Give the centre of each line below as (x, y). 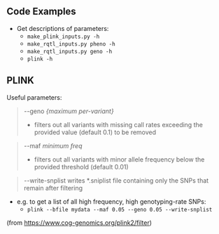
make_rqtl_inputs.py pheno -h (71, 44)
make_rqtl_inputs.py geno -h (70, 51)
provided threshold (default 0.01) (81, 167)
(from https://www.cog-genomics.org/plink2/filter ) (79, 222)
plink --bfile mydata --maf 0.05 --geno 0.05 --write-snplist (120, 209)
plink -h (40, 59)
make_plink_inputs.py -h (63, 37)
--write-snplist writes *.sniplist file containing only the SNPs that (116, 180)
